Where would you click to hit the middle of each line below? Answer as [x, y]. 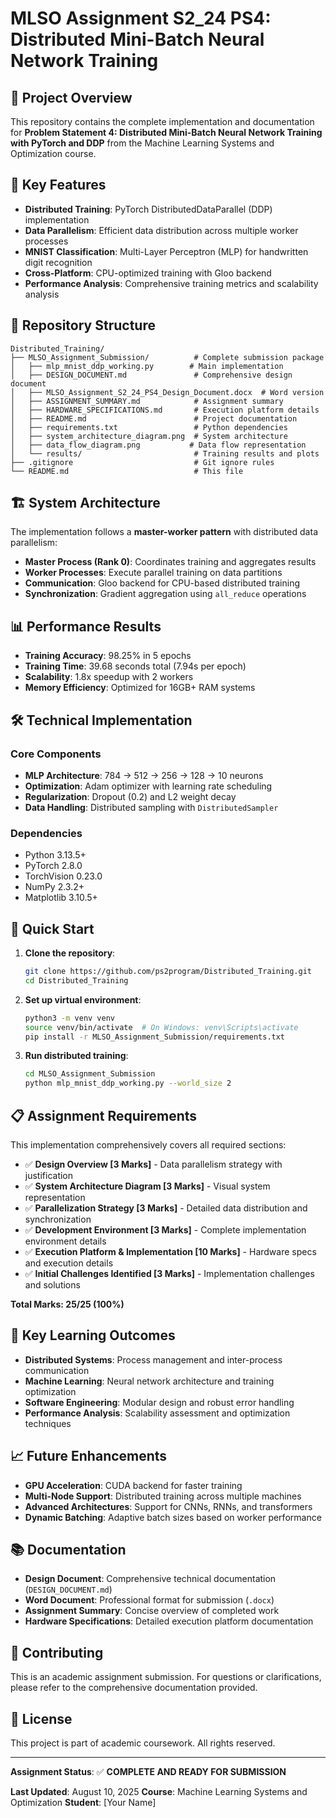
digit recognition [58, 262]
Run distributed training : [76, 1056]
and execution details [69, 1263]
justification [49, 1175]
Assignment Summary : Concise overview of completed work [152, 1611]
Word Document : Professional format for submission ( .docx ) [149, 1600]
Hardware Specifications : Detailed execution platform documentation [169, 1621]
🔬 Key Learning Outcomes [93, 1335]
